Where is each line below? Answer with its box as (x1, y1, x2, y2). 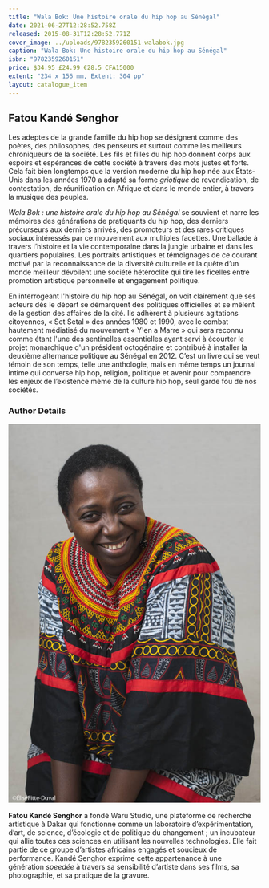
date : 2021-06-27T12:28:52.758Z (8, 21, 116, 30)
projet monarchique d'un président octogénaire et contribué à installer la (8, 343, 247, 352)
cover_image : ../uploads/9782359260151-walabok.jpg (8, 39, 184, 47)
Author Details (8, 405, 66, 416)
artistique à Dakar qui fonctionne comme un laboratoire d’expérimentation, (8, 819, 254, 829)
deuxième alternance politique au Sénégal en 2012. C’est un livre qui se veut (8, 351, 260, 361)
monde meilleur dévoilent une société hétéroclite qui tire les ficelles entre (8, 267, 250, 277)
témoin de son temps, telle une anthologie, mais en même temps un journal (8, 359, 256, 369)
